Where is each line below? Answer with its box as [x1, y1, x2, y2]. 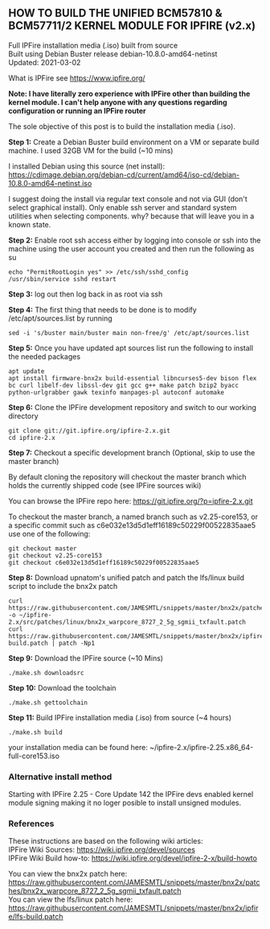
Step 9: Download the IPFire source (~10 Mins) [8, 653, 163, 663]
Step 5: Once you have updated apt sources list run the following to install [8, 342, 254, 353]
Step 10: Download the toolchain [8, 682, 117, 692]
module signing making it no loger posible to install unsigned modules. [8, 798, 242, 808]
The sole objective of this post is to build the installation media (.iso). [8, 121, 235, 131]
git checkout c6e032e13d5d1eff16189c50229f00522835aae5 [8, 558, 199, 566]
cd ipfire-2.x [8, 433, 56, 442]
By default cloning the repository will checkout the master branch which [8, 471, 247, 482]
